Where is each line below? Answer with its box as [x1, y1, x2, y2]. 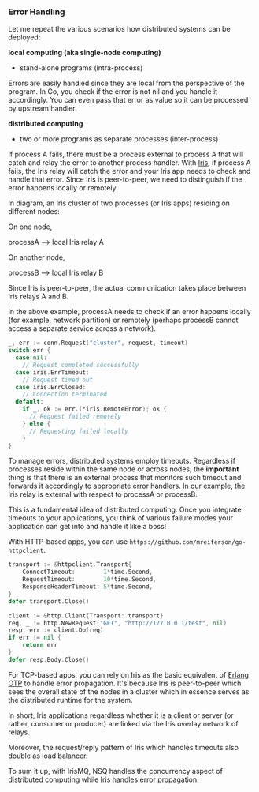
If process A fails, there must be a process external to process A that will [8, 149, 244, 160]
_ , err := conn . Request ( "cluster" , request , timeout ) [8, 339, 189, 347]
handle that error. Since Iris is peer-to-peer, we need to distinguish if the [8, 175, 242, 184]
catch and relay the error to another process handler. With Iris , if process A [8, 158, 251, 167]
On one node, [8, 222, 53, 231]
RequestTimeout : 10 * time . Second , [22, 576, 157, 584]
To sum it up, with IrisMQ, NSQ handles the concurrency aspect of [8, 766, 223, 775]
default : [15, 398, 44, 406]
